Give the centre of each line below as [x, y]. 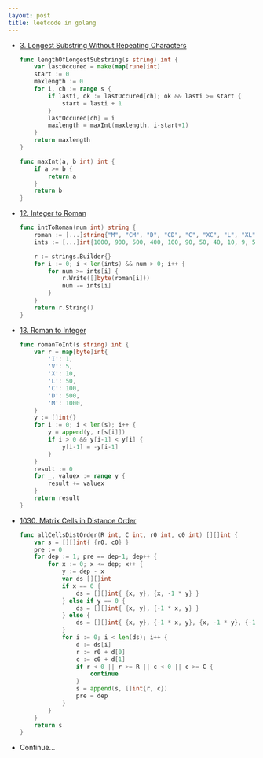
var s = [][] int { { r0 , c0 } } [82, 542]
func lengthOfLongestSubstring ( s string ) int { [99, 60]
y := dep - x [83, 571]
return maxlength [62, 140]
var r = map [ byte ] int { [71, 352]
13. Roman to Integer [53, 330]
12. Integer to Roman [53, 213]
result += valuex [76, 484]
